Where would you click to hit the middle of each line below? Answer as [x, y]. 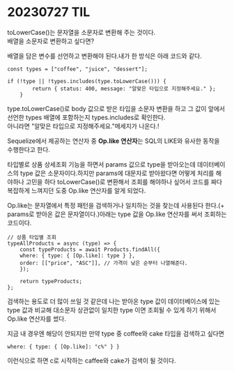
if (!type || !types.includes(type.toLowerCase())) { [87, 81]
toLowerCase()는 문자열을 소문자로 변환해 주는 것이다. [81, 32]
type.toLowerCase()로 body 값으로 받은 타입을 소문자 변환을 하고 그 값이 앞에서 [116, 108]
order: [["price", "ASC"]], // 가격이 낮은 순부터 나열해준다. [104, 263]
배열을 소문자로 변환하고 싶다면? [51, 41]
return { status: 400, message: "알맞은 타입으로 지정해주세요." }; [124, 89]
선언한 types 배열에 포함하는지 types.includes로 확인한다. [86, 117]
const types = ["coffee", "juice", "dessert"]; [78, 69]
